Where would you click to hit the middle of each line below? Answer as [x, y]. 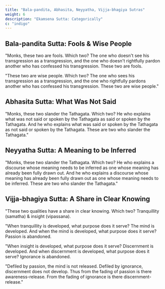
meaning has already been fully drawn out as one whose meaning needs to [82, 178]
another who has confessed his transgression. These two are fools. [74, 66]
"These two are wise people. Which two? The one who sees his [70, 76]
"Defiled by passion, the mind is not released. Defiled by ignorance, [74, 266]
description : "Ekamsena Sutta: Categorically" [54, 19]
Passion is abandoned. [28, 236]
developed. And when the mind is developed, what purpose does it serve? [81, 231]
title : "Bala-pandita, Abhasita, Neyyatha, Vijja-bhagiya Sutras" [75, 10]
